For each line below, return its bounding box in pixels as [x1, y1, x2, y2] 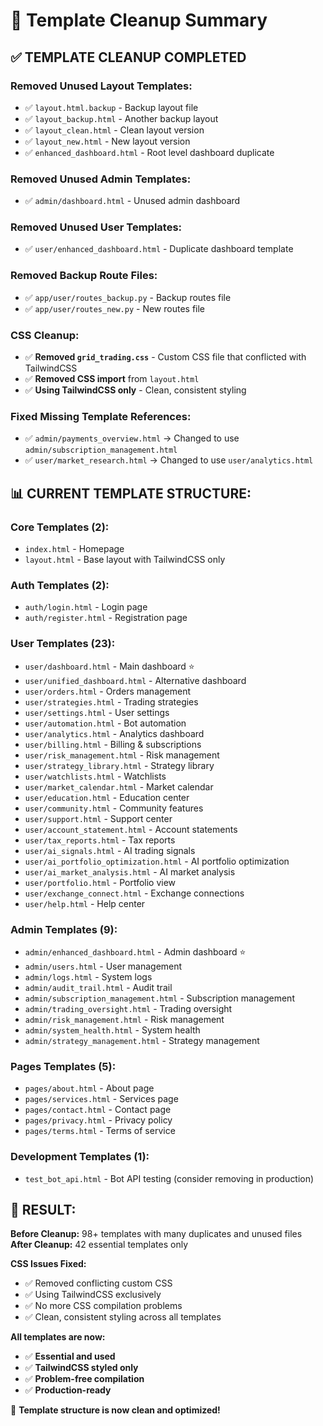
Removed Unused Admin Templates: [10, 172, 192, 186]
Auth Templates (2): [10, 578, 110, 592]
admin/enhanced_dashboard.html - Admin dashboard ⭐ [24, 945, 247, 958]
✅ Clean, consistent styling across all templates [24, 1311, 222, 1323]
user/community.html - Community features [24, 802, 204, 814]
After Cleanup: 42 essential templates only [10, 1239, 189, 1251]
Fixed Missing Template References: [10, 409, 192, 423]
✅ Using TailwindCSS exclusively [24, 1289, 162, 1301]
